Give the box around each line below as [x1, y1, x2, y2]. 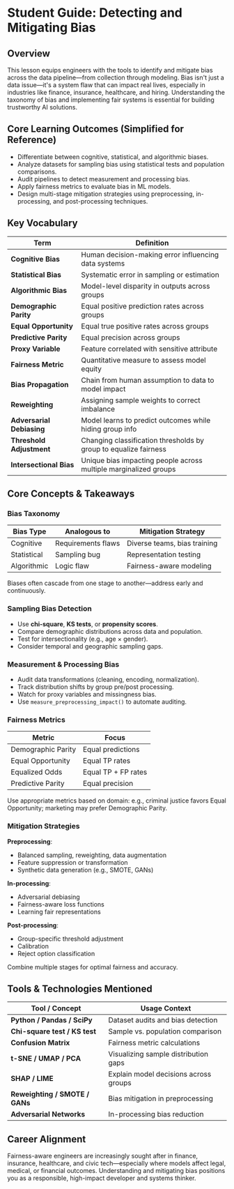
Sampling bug [55, 550, 101, 559]
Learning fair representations [17, 907, 101, 916]
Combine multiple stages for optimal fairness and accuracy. [7, 962, 178, 971]
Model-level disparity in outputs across [81, 281, 210, 291]
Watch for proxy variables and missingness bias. [17, 690, 157, 698]
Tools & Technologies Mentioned [7, 983, 153, 994]
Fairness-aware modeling [126, 561, 212, 571]
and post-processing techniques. [52, 197, 148, 205]
